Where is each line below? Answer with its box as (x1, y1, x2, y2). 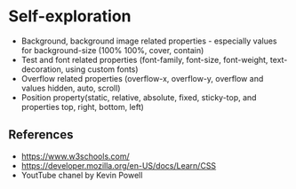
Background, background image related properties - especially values (20, 35, 277, 46)
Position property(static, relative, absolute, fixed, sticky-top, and (20, 91, 257, 103)
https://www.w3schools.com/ (20, 151, 130, 161)
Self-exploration (8, 6, 132, 27)
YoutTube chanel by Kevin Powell (20, 169, 143, 180)
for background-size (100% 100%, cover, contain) (20, 44, 204, 55)
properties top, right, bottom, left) (20, 101, 144, 112)
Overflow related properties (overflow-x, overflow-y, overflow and (20, 73, 264, 83)
